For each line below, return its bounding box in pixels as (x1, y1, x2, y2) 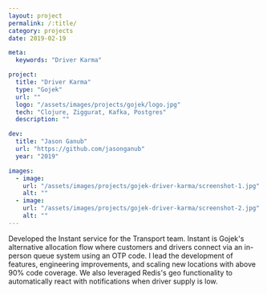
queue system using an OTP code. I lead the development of (33, 251, 234, 260)
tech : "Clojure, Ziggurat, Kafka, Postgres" (15, 108, 167, 116)
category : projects (8, 27, 74, 35)
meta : (8, 49, 26, 57)
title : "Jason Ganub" (15, 137, 88, 145)
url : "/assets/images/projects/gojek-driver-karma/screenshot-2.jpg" (22, 204, 261, 213)
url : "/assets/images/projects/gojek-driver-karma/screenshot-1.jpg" (22, 182, 261, 190)
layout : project (8, 11, 63, 20)
